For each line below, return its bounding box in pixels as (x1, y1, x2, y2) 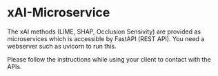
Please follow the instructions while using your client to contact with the (7, 55, 212, 63)
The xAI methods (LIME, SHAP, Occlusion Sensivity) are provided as (7, 27, 201, 36)
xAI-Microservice (7, 5, 110, 21)
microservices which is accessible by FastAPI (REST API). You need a (7, 34, 205, 42)
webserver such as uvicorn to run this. (7, 42, 117, 50)
